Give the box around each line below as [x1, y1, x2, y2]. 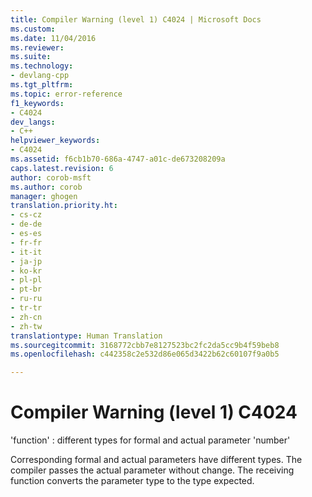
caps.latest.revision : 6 [10, 163, 114, 173]
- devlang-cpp [10, 71, 70, 81]
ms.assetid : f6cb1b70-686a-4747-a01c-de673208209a [10, 154, 226, 164]
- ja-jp [10, 256, 43, 266]
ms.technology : [10, 61, 74, 71]
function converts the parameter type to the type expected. [10, 475, 255, 487]
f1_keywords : [10, 98, 65, 108]
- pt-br [10, 284, 43, 295]
